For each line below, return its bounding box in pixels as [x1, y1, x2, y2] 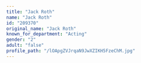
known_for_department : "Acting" [6, 31, 87, 37]
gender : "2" [6, 37, 36, 43]
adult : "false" [6, 43, 44, 49]
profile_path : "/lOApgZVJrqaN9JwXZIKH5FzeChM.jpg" [6, 48, 136, 54]
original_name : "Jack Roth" [6, 25, 77, 32]
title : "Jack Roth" [6, 8, 55, 15]
